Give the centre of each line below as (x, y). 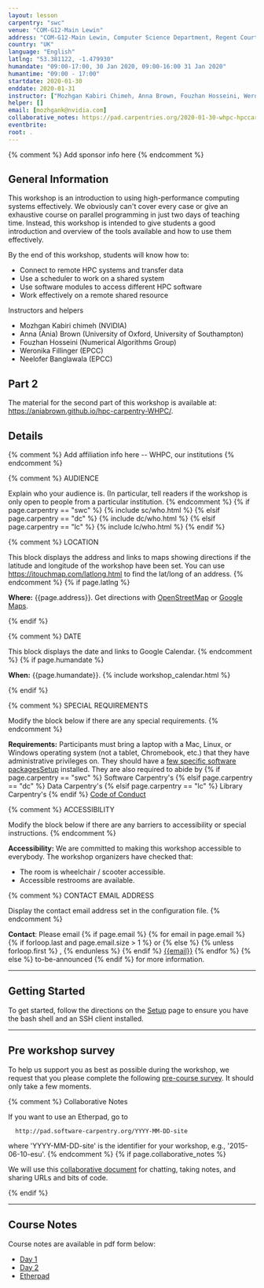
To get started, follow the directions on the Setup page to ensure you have (128, 1010)
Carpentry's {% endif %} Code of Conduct (77, 795)
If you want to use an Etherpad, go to (68, 1117)
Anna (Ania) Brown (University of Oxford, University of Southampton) (132, 334)
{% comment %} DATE (45, 636)
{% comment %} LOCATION (53, 542)
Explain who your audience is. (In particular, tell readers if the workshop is (128, 494)
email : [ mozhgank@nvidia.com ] (58, 111)
